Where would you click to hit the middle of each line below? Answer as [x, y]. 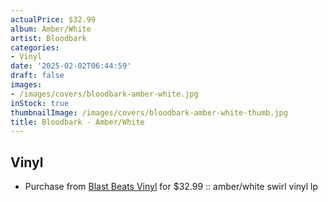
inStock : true [40, 103]
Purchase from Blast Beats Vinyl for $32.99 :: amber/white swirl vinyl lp [171, 187]
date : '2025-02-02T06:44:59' [71, 66]
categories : [35, 47]
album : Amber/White [51, 29]
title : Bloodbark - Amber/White [77, 122]
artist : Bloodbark [48, 38]
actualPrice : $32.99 [53, 19]
